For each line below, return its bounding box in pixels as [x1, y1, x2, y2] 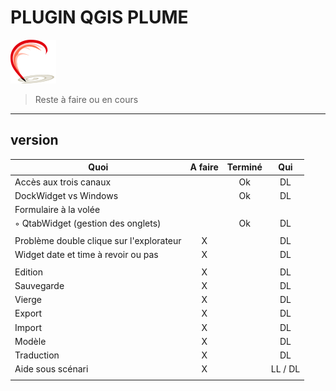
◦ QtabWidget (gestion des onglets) [14, 217, 162, 230]
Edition [14, 266, 44, 278]
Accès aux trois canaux [14, 176, 112, 188]
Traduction [14, 349, 60, 361]
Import [14, 321, 43, 333]
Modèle [14, 335, 47, 347]
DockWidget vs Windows [14, 189, 119, 201]
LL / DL [270, 363, 301, 375]
